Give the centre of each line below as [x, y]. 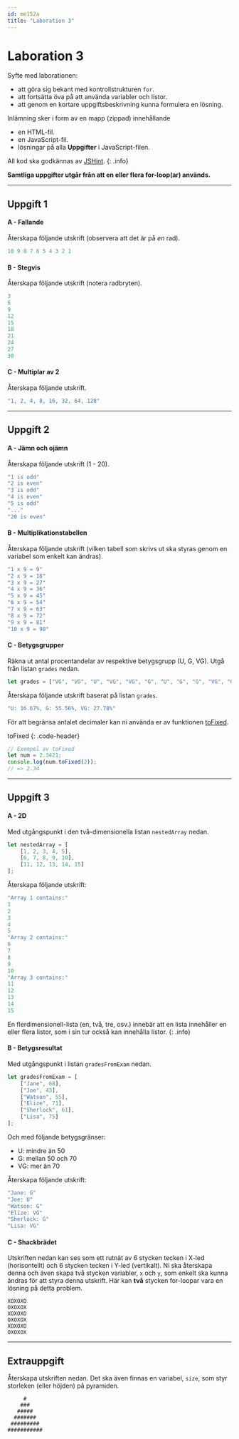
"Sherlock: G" [28, 1219]
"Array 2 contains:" [38, 938]
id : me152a [23, 14]
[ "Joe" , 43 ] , [39, 1090]
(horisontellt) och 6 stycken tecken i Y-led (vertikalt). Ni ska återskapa [110, 1266]
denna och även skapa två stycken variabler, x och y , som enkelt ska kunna [118, 1273]
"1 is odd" [23, 477]
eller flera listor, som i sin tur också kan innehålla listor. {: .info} [99, 1032]
